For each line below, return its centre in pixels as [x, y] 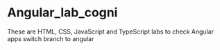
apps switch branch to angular [51, 38]
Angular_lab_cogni [62, 13]
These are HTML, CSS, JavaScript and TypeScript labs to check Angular [110, 32]
